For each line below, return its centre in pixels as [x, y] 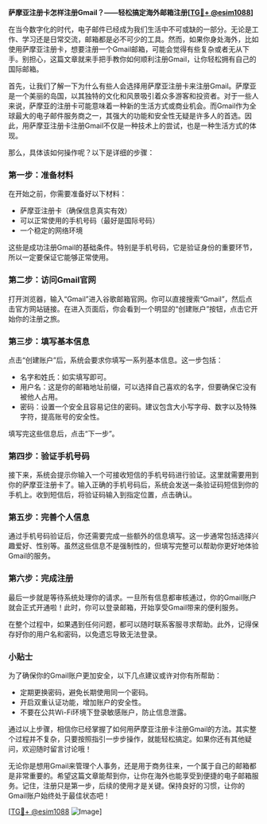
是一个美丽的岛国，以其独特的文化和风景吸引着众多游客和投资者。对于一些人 [133, 96]
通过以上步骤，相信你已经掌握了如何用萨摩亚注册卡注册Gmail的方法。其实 [129, 729]
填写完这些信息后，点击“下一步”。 [64, 433]
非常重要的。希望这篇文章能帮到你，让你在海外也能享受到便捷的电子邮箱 [133, 776]
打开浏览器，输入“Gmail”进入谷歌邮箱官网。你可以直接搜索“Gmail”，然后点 [130, 299]
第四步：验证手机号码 [49, 456]
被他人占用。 [41, 397]
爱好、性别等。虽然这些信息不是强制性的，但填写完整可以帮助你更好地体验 [137, 546]
